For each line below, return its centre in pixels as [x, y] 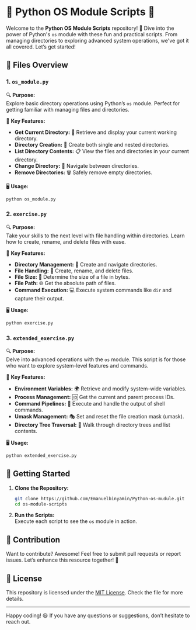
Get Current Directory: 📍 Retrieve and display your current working [95, 132]
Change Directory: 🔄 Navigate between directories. [76, 165]
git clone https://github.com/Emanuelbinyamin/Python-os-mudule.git [99, 499]
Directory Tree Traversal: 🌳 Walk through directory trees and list [92, 425]
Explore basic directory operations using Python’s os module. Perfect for [93, 103]
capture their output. [39, 298]
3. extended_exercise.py [40, 338]
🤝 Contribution [33, 540]
